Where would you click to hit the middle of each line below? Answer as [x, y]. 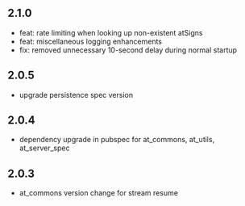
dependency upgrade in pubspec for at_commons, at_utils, [117, 140]
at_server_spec [44, 148]
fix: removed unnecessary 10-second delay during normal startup [128, 50]
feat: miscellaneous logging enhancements [91, 41]
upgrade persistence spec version [76, 95]
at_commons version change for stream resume [99, 193]
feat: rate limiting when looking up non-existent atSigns [111, 32]
